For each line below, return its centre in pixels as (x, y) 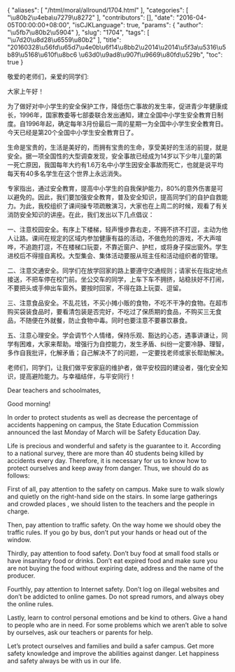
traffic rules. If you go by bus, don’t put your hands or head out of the (107, 532)
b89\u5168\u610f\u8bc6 (42, 55)
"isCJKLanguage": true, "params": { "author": (138, 25)
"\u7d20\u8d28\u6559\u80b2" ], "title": (64, 40)
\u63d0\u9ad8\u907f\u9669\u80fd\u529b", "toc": (151, 55)
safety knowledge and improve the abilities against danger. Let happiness (113, 653)
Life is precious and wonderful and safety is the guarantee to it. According (114, 446)
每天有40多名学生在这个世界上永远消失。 (66, 173)
